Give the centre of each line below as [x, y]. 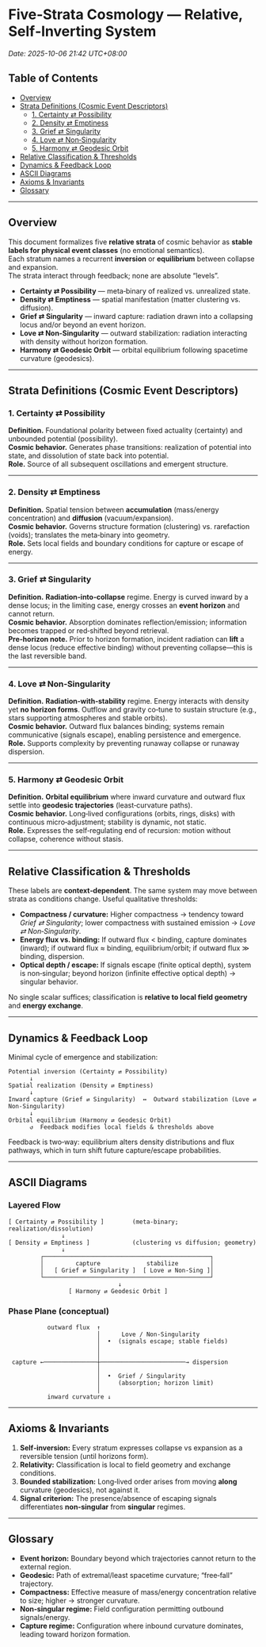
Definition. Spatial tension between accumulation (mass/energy [114, 509]
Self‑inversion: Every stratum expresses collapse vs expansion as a [131, 1447]
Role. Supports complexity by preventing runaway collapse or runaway [124, 743]
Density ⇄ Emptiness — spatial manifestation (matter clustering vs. [130, 299]
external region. [45, 1566]
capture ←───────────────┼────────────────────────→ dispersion [120, 1362]
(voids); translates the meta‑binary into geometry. [89, 535]
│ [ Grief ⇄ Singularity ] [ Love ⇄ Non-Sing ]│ [127, 1270]
